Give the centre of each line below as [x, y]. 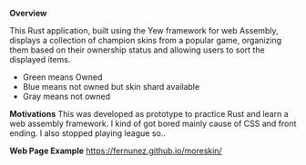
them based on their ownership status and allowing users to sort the [138, 50]
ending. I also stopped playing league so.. [87, 133]
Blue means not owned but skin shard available [111, 87]
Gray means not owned [66, 96]
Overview [28, 13]
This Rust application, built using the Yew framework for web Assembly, [144, 30]
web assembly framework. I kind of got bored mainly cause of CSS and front [153, 123]
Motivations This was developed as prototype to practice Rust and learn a [149, 114]
